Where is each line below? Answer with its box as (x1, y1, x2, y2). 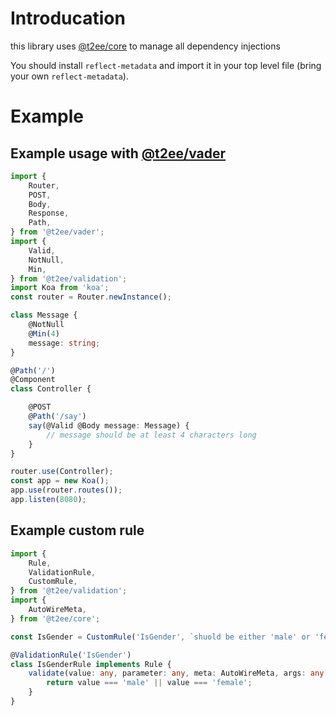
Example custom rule (10, 522, 145, 539)
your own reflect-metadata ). (10, 70, 129, 82)
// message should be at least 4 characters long (46, 430, 257, 440)
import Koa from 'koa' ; (10, 283, 110, 293)
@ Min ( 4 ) (28, 328, 60, 339)
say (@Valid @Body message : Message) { (28, 420, 190, 431)
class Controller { (10, 384, 92, 394)
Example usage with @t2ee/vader (10, 145, 227, 162)
